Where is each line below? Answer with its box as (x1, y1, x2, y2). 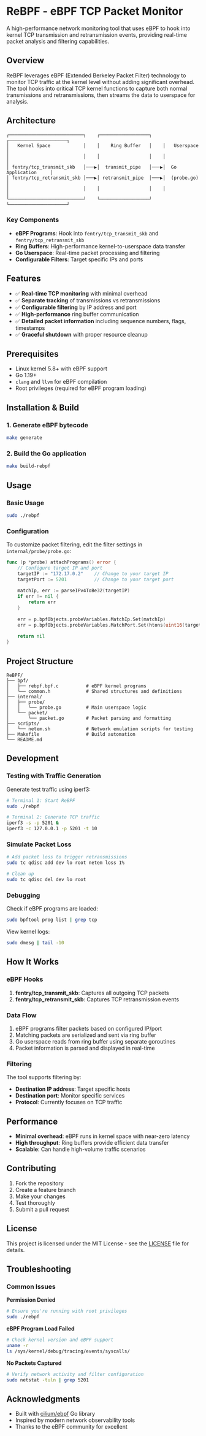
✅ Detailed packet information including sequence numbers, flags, (15, 317, 186, 324)
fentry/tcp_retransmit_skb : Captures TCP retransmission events (15, 995, 180, 1003)
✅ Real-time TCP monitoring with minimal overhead (15, 289, 148, 297)
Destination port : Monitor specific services (15, 1092, 125, 1099)
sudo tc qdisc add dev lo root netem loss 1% (6, 860, 124, 866)
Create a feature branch (15, 1186, 76, 1193)
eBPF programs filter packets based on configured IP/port (15, 1025, 162, 1032)
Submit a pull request (15, 1205, 69, 1213)
